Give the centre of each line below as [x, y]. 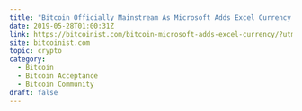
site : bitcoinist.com [50, 43]
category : [28, 59]
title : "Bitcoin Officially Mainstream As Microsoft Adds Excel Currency [151, 17]
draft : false [34, 92]
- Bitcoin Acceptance [58, 76]
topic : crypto [36, 51]
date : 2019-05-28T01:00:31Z [62, 26]
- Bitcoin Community [56, 84]
